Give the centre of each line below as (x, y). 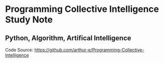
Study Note (29, 20)
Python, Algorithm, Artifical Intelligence (68, 38)
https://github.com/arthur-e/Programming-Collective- (89, 50)
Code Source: (19, 50)
